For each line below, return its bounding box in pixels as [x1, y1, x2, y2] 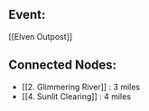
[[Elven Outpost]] [8, 31, 73, 42]
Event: [8, 7, 46, 23]
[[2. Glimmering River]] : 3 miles [21, 81, 141, 92]
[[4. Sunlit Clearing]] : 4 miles [21, 90, 132, 102]
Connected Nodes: [8, 58, 117, 73]
